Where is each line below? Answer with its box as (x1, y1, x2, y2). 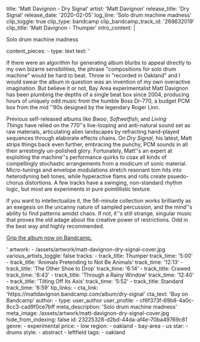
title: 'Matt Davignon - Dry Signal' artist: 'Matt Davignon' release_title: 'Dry (6, 5, 189, 12)
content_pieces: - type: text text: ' (6, 47, 90, 55)
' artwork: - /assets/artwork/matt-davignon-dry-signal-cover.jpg (6, 246, 165, 253)
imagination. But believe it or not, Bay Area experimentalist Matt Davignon (6, 85, 189, 92)
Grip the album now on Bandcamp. (6, 234, 92, 241)
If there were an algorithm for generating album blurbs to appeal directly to (6, 59, 192, 66)
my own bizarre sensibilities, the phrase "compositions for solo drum (6, 65, 177, 73)
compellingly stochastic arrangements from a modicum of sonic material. (6, 160, 187, 167)
